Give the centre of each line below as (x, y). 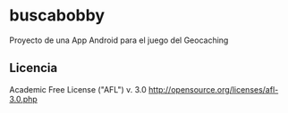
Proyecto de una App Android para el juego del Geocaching (119, 40)
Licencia (34, 68)
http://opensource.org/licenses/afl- (214, 89)
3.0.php (23, 99)
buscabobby (57, 16)
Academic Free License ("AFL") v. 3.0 (78, 89)
